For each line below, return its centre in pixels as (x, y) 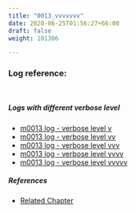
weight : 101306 (34, 38)
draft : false (30, 31)
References (28, 181)
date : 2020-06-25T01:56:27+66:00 (64, 23)
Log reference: (38, 73)
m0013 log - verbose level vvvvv (74, 162)
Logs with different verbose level (64, 108)
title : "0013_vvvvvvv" (46, 16)
